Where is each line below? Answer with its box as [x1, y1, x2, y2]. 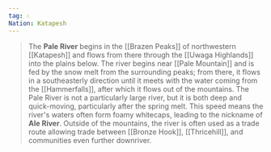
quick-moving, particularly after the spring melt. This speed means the [28, 101, 264, 111]
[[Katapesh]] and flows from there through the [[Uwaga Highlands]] [28, 50, 254, 60]
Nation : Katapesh [8, 19, 67, 27]
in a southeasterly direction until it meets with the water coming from [28, 76, 258, 85]
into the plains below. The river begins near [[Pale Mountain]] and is [28, 58, 255, 68]
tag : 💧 [8, 11, 30, 20]
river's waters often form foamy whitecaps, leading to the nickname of [28, 109, 263, 119]
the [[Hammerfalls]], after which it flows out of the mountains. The [28, 84, 249, 93]
